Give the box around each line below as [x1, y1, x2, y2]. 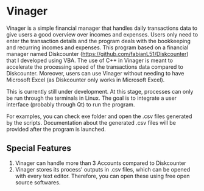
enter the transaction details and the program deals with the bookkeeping [6, 37, 191, 44]
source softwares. [15, 178, 61, 186]
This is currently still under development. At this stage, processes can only [6, 88, 194, 95]
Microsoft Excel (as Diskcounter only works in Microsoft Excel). [6, 76, 165, 83]
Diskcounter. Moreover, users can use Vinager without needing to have [6, 69, 185, 77]
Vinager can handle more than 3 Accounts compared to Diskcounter [15, 159, 187, 167]
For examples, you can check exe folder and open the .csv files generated [6, 113, 192, 120]
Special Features [6, 143, 72, 153]
